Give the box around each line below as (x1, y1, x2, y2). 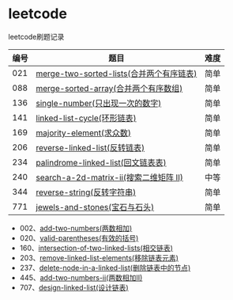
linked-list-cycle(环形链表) (36, 112, 137, 123)
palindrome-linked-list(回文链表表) (36, 157, 167, 168)
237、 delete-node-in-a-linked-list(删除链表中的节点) (19, 263, 191, 272)
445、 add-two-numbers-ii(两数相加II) (19, 272, 143, 282)
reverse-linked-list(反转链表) (36, 142, 145, 153)
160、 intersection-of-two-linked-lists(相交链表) (19, 243, 174, 253)
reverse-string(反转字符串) (36, 187, 137, 198)
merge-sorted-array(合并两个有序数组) (36, 82, 183, 93)
